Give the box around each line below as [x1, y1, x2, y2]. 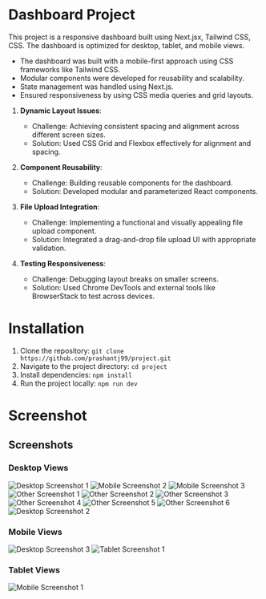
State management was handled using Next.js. [19, 82, 174, 91]
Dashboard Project [8, 6, 135, 24]
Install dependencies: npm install [19, 370, 132, 379]
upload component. [31, 226, 97, 236]
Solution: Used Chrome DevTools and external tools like [31, 282, 216, 292]
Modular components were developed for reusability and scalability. [19, 73, 244, 83]
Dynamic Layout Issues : [19, 106, 102, 115]
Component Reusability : [19, 162, 103, 172]
